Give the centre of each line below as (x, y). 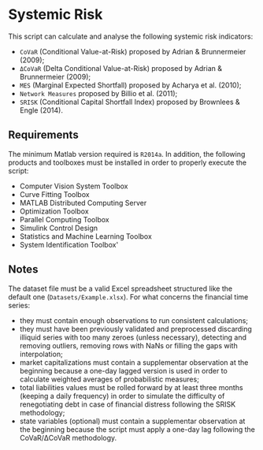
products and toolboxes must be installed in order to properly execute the (127, 162)
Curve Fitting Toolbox (54, 194)
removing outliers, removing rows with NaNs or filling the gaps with (128, 345)
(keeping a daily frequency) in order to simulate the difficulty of (122, 396)
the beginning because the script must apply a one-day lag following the (137, 429)
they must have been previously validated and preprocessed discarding (135, 329)
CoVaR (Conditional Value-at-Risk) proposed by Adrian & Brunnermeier (133, 51)
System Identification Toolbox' (69, 244)
